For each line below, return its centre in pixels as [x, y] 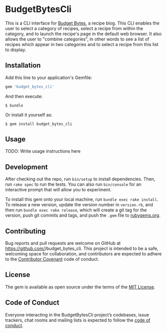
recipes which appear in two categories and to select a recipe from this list [82, 44]
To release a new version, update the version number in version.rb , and [79, 205]
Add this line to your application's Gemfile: [49, 77]
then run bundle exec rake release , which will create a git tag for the [76, 210]
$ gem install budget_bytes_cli [39, 124]
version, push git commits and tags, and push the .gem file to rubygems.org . [83, 215]
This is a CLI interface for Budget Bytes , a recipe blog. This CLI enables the [82, 23]
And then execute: [24, 96]
